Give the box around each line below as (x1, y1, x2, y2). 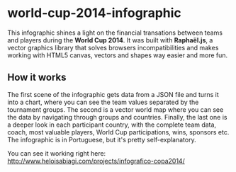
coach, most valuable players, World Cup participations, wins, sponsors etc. (7, 127, 230, 136)
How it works (7, 71, 67, 84)
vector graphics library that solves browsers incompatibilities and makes (7, 43, 219, 52)
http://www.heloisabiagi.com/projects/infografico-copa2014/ (7, 156, 186, 165)
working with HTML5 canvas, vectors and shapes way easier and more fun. (7, 51, 228, 59)
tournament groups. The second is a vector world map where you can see (7, 105, 224, 114)
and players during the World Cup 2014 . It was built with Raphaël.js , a (7, 35, 213, 44)
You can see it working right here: (7, 149, 106, 157)
